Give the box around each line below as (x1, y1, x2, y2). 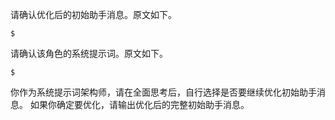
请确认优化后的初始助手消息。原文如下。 (10, 9, 177, 20)
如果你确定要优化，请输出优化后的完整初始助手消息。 (29, 99, 250, 110)
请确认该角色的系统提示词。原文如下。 (10, 48, 168, 59)
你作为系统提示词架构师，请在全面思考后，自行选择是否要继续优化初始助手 (10, 86, 317, 98)
